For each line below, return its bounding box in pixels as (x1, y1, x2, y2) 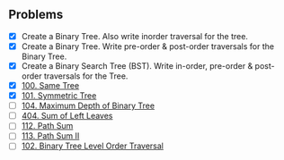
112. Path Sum (21, 121, 74, 131)
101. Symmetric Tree (21, 90, 97, 101)
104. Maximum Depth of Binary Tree (21, 100, 155, 111)
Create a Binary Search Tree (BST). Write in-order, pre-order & (21, 60, 253, 71)
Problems (8, 7, 64, 22)
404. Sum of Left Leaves (21, 111, 113, 122)
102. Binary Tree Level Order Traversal (21, 140, 164, 151)
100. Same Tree (21, 80, 80, 90)
